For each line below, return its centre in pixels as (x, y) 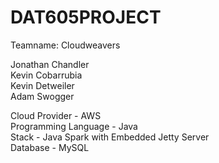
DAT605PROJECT (86, 17)
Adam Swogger (42, 96)
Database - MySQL (50, 147)
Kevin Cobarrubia (46, 75)
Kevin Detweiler (42, 85)
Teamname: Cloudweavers (65, 45)
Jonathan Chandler (50, 64)
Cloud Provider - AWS (56, 115)
